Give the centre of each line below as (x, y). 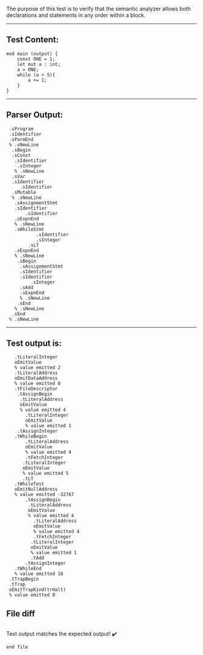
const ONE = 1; (36, 59)
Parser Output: (35, 115)
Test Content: (33, 40)
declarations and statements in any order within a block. (76, 15)
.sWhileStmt (29, 229)
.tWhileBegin (31, 437)
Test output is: (34, 344)
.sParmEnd (21, 139)
